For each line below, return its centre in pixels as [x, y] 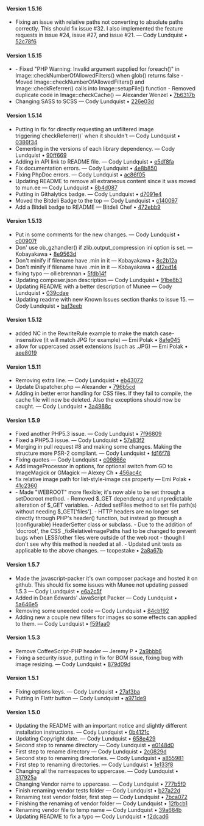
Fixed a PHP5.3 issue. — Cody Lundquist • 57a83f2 [80, 440]
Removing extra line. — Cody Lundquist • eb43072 [79, 380]
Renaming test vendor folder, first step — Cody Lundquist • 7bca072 [101, 797]
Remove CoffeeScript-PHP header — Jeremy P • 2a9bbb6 [89, 651]
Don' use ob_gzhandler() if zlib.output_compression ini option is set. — [104, 247]
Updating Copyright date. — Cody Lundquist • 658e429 [86, 739]
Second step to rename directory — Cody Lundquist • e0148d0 [95, 745]
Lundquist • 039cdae [42, 292]
